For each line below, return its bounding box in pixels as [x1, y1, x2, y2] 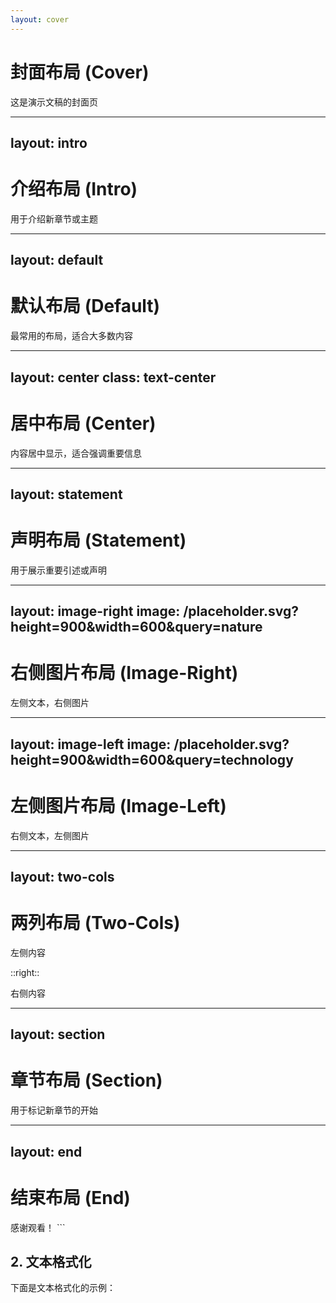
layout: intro [10, 134, 88, 151]
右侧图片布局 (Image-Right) [10, 662, 239, 685]
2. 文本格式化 [10, 1253, 92, 1270]
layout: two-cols [10, 868, 115, 885]
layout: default [10, 252, 104, 269]
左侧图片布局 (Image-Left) [10, 794, 227, 817]
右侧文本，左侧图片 [10, 829, 90, 841]
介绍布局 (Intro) [10, 178, 138, 201]
